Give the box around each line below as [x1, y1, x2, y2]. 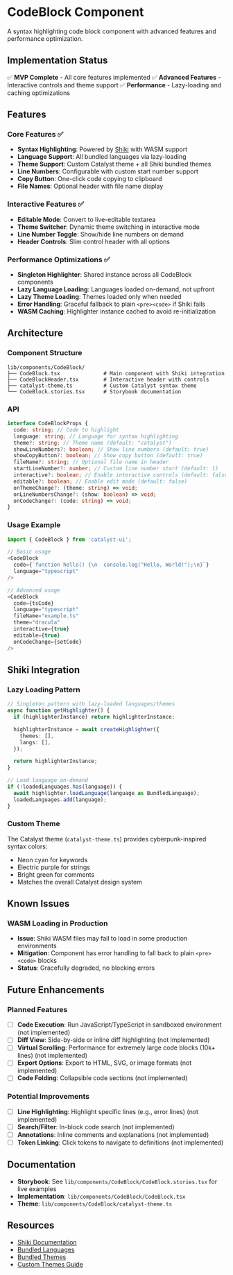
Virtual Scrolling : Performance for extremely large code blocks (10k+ [17, 1043, 216, 1052]
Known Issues [7, 898, 70, 909]
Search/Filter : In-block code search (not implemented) [17, 1122, 175, 1131]
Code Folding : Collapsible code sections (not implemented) [17, 1074, 188, 1082]
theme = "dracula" [13, 619, 60, 626]
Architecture [7, 327, 64, 339]
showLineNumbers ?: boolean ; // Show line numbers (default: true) [13, 445, 209, 453]
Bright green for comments [17, 870, 95, 878]
